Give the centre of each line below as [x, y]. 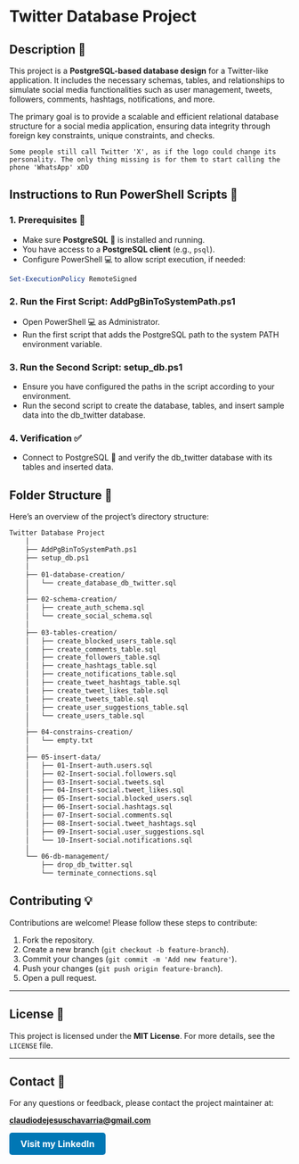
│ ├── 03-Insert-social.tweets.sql [95, 782]
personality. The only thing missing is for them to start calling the [145, 160]
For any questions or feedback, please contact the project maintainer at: [141, 1103]
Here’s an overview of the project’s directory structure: [109, 517]
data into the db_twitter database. [84, 415]
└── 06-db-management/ [67, 857]
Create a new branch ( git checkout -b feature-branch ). [125, 949]
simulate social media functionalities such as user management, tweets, [141, 90]
